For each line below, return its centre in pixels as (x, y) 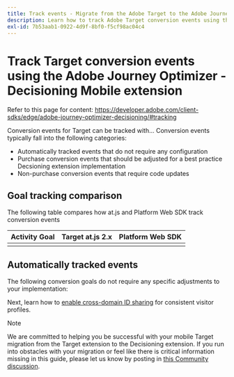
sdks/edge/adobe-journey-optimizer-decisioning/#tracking (92, 117)
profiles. (19, 310)
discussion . (24, 366)
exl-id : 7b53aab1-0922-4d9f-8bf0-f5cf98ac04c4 (76, 26)
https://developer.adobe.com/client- (147, 110)
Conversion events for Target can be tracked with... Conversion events (109, 131)
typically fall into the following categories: (67, 138)
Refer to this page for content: (50, 110)
